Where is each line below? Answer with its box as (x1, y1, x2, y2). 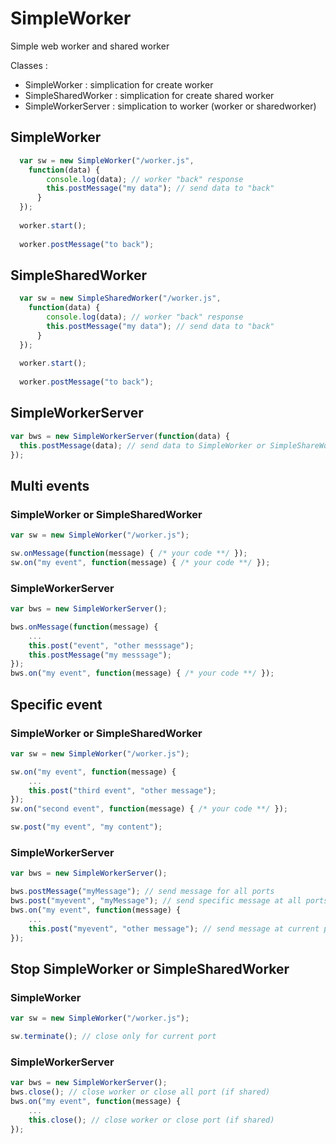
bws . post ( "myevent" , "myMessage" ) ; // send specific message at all (10, 896, 302, 906)
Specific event (10, 696, 103, 713)
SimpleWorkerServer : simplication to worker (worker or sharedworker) (24, 100, 317, 112)
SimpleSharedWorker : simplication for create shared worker (24, 89, 275, 101)
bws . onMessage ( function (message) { (10, 622, 159, 632)
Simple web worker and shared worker (10, 40, 170, 52)
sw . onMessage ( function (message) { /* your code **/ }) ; (10, 548, 248, 559)
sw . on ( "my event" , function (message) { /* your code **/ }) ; (10, 557, 271, 567)
